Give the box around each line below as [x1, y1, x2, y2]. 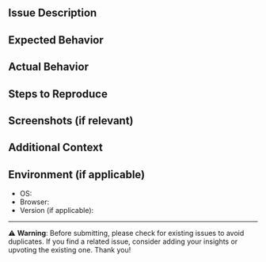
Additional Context [8, 141, 103, 154]
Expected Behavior [8, 33, 104, 47]
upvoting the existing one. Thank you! [8, 245, 131, 255]
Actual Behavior [8, 60, 89, 74]
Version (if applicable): [19, 206, 94, 215]
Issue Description [8, 6, 97, 20]
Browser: [19, 197, 50, 207]
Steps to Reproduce [8, 87, 108, 101]
